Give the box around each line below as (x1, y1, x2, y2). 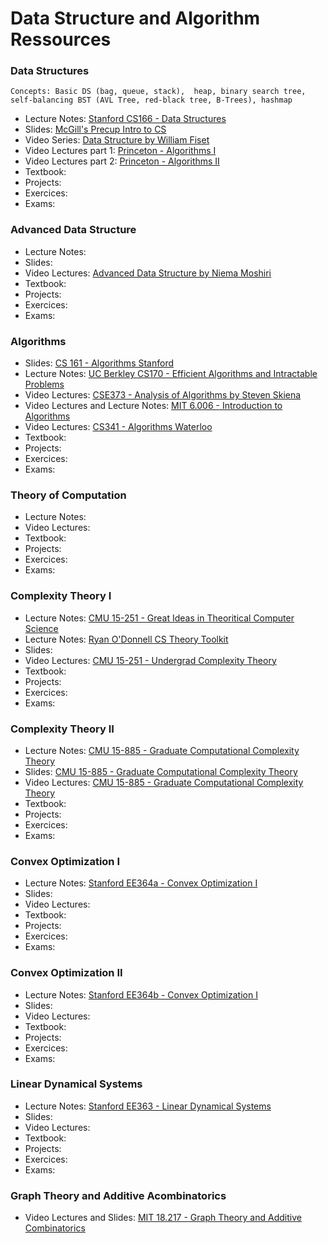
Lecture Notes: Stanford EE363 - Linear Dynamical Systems (24, 1100, 272, 1112)
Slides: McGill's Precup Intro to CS (24, 123, 167, 136)
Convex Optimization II (10, 966, 123, 980)
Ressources (10, 28, 112, 51)
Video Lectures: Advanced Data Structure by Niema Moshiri (24, 267, 272, 279)
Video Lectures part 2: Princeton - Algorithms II (24, 155, 220, 167)
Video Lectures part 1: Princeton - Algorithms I (24, 145, 217, 157)
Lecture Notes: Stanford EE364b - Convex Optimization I (24, 988, 258, 1001)
